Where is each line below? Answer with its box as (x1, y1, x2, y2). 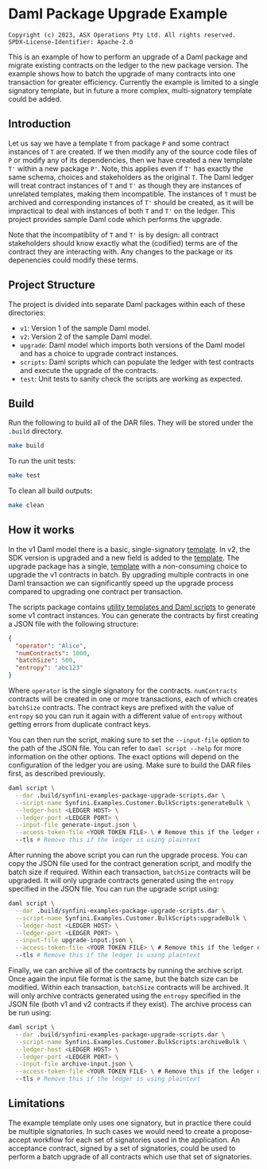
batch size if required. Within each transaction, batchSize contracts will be (8, 868, 252, 877)
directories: (8, 308, 46, 317)
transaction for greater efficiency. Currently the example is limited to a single (8, 77, 259, 87)
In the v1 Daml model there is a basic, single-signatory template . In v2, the (8, 544, 250, 553)
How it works (8, 523, 75, 537)
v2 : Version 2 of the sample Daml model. (19, 332, 153, 341)
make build (8, 442, 44, 450)
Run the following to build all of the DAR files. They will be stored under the (8, 418, 253, 428)
